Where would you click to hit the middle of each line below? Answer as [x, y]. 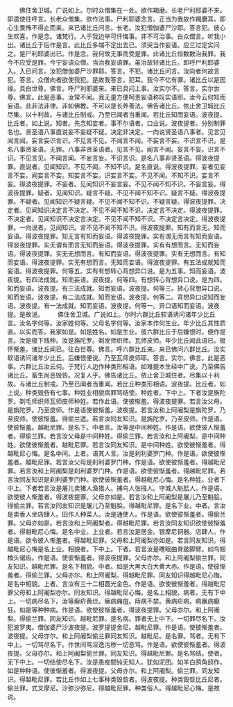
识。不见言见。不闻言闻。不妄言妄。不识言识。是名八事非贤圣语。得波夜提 [113, 158]
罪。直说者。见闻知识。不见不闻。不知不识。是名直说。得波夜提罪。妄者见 [113, 166]
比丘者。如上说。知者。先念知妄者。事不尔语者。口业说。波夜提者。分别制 [113, 123]
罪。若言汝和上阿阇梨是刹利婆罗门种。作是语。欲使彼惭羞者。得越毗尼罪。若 [116, 471]
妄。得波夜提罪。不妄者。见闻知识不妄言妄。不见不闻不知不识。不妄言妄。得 [116, 184]
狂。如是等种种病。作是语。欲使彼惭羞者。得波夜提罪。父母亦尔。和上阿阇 [113, 610]
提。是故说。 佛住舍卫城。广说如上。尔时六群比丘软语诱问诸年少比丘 [111, 314]
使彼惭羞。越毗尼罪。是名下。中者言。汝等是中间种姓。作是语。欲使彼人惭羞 [116, 427]
